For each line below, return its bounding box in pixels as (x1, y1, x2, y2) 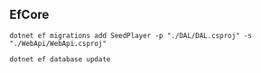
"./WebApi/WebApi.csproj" (9, 39, 107, 48)
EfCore (9, 7, 50, 23)
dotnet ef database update (9, 54, 111, 64)
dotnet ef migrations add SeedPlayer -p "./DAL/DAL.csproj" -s (9, 31, 253, 40)
